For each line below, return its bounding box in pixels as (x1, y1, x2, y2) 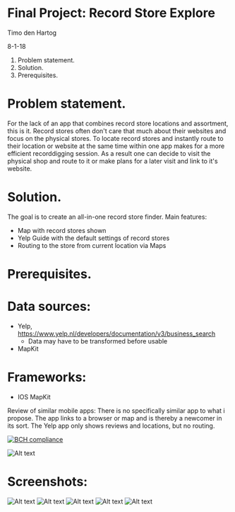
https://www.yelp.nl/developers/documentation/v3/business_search (17, 329, 216, 338)
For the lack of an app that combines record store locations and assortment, (7, 119, 229, 127)
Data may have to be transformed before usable (28, 336, 168, 345)
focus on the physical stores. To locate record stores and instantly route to (7, 134, 224, 142)
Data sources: (7, 299, 91, 314)
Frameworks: (7, 370, 87, 385)
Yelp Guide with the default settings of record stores (17, 234, 170, 242)
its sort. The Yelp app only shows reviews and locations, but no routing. (7, 421, 215, 430)
